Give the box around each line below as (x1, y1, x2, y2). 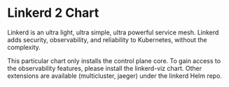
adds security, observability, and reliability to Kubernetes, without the (7, 35, 207, 43)
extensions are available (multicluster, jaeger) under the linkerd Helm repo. (7, 72, 223, 80)
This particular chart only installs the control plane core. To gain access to (7, 56, 221, 65)
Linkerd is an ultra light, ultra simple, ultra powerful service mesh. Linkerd (7, 28, 219, 36)
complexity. (7, 43, 41, 51)
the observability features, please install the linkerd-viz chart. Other (7, 64, 202, 72)
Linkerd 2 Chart (7, 5, 99, 21)
